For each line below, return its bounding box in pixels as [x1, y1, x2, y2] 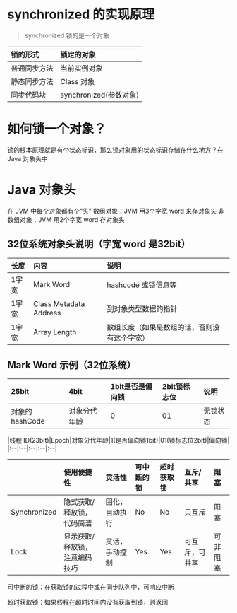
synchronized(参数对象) [60, 90, 140, 100]
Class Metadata [32, 298, 85, 308]
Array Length [32, 327, 77, 337]
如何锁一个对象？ [7, 121, 107, 137]
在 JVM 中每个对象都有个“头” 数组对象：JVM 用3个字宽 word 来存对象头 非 [7, 206, 225, 215]
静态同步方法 [11, 76, 54, 86]
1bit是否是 [110, 382, 146, 392]
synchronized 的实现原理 [7, 6, 155, 23]
